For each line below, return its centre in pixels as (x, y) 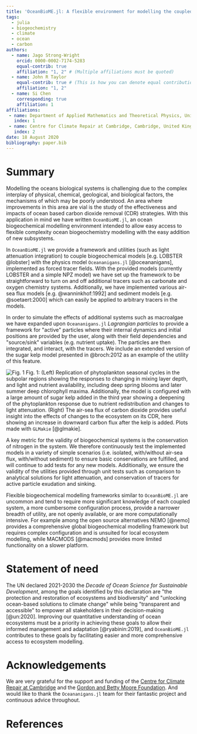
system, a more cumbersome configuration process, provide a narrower (93, 508)
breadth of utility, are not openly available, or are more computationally (92, 514)
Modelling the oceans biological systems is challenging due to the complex (97, 188)
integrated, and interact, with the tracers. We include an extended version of (98, 348)
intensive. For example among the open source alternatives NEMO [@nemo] (98, 520)
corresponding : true (42, 99)
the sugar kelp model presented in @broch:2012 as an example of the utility (97, 355)
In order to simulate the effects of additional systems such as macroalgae (95, 317)
